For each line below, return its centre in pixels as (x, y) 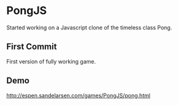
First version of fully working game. (51, 61)
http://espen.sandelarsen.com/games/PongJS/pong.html (78, 95)
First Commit (32, 47)
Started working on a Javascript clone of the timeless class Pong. (89, 27)
